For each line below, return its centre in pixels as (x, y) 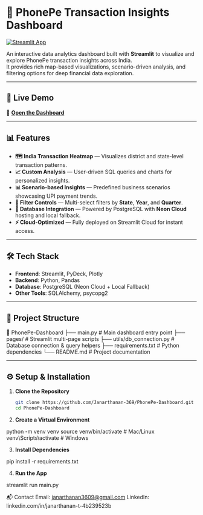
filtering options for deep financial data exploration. (70, 73)
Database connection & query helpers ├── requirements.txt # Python (93, 346)
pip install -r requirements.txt (42, 461)
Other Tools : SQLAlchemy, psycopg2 (61, 293)
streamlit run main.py (33, 485)
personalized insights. (42, 180)
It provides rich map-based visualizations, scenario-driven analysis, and (96, 67)
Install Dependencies (42, 449)
